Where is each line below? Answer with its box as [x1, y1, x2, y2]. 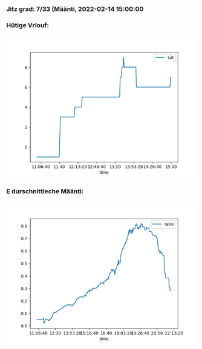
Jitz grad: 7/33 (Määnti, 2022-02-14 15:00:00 [6, 5, 144, 13]
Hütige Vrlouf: [6, 21, 50, 29]
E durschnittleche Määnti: [6, 187, 84, 196]
